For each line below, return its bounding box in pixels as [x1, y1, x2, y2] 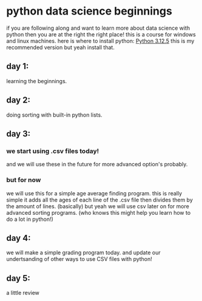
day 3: [6, 129, 31, 139]
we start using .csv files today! [6, 147, 99, 155]
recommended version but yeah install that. [6, 44, 115, 51]
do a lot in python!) [6, 215, 53, 223]
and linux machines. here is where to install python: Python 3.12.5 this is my [6, 37, 195, 44]
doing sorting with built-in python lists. [6, 111, 103, 118]
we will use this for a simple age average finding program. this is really [6, 189, 183, 197]
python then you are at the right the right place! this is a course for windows [6, 30, 196, 38]
